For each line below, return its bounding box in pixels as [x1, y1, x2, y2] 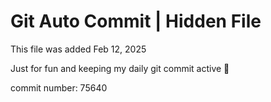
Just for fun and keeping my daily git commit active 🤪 [10, 62, 230, 74]
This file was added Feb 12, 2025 [10, 43, 147, 55]
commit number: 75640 [10, 81, 108, 94]
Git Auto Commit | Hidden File [10, 10, 262, 33]
